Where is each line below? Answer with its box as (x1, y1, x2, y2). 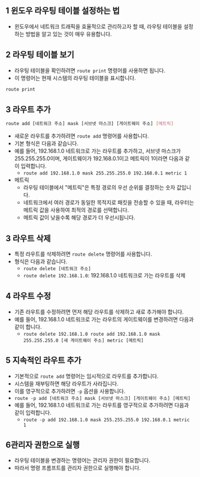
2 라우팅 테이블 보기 (5, 50, 74, 60)
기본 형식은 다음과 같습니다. (14, 140, 79, 147)
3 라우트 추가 (5, 104, 51, 114)
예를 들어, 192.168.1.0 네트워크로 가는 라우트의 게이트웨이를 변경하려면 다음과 (14, 315, 194, 323)
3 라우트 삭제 (5, 233, 51, 244)
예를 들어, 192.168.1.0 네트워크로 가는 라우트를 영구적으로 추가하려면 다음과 (14, 401, 189, 408)
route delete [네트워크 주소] (23, 266, 91, 272)
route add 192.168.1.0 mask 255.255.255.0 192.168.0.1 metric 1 (23, 170, 187, 176)
